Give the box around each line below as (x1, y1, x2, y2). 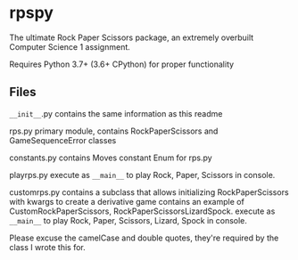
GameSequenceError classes (9, 134, 117, 145)
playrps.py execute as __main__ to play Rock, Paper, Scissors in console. (9, 169, 276, 180)
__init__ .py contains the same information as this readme (9, 108, 223, 118)
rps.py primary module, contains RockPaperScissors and (9, 126, 219, 136)
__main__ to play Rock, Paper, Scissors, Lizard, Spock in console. (9, 215, 248, 225)
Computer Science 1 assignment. (9, 41, 131, 52)
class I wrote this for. (9, 241, 87, 252)
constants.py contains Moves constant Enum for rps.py (9, 152, 212, 163)
